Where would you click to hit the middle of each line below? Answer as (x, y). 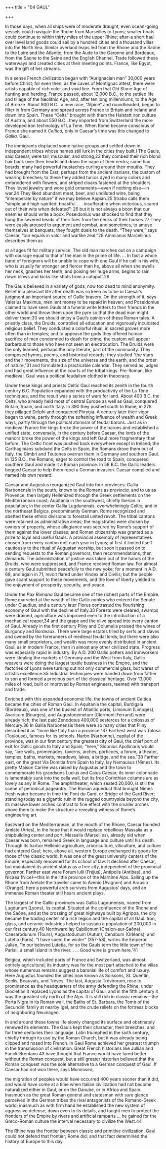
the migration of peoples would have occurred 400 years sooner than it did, (82, 1079)
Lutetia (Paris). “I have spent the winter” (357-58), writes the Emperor (76, 939)
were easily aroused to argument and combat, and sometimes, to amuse (79, 225)
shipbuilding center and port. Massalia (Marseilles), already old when (75, 835)
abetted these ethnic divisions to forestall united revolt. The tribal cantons (80, 516)
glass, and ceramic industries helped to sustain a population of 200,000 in (81, 924)
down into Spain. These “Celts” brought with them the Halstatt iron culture (81, 115)
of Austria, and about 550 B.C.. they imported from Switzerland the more (79, 120)
